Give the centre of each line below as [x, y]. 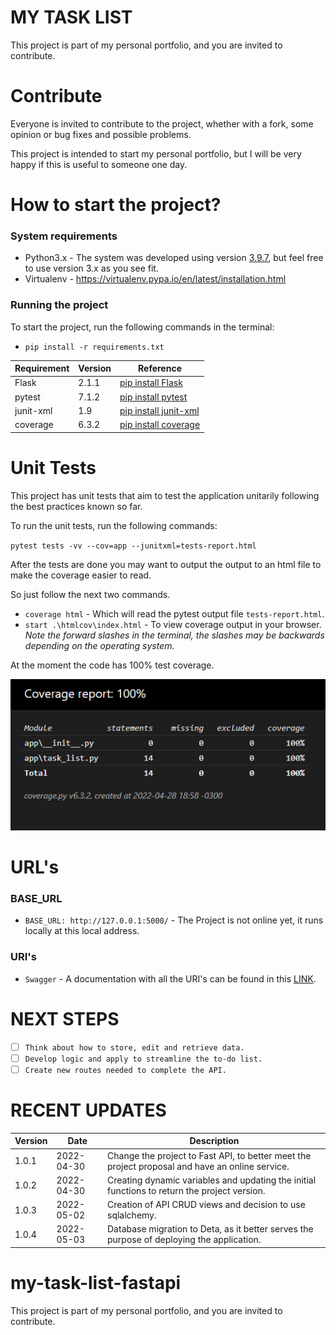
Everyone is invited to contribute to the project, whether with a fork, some [162, 123]
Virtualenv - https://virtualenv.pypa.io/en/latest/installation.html [155, 279]
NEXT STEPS [65, 1018]
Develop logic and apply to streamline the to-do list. [143, 1059]
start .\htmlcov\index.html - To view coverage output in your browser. [173, 624]
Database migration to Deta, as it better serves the [210, 1229]
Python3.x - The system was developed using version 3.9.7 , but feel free [174, 258]
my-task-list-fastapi [96, 1283]
